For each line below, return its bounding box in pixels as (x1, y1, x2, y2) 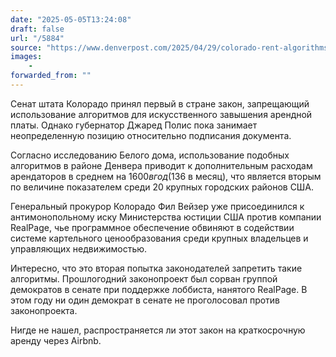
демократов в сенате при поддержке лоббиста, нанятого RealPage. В (10, 283, 308, 295)
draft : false (10, 24, 65, 34)
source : (10, 42, 43, 53)
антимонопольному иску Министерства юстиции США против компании (10, 211, 322, 223)
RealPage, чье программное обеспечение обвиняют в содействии (10, 221, 295, 233)
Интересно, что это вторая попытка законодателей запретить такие (10, 262, 303, 274)
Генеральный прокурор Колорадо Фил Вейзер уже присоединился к (10, 200, 305, 212)
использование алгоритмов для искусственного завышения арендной (10, 108, 313, 120)
